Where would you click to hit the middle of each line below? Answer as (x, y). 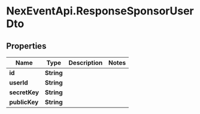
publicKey (24, 102)
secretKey (24, 92)
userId (19, 82)
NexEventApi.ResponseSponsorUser (100, 11)
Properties (26, 46)
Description (86, 63)
